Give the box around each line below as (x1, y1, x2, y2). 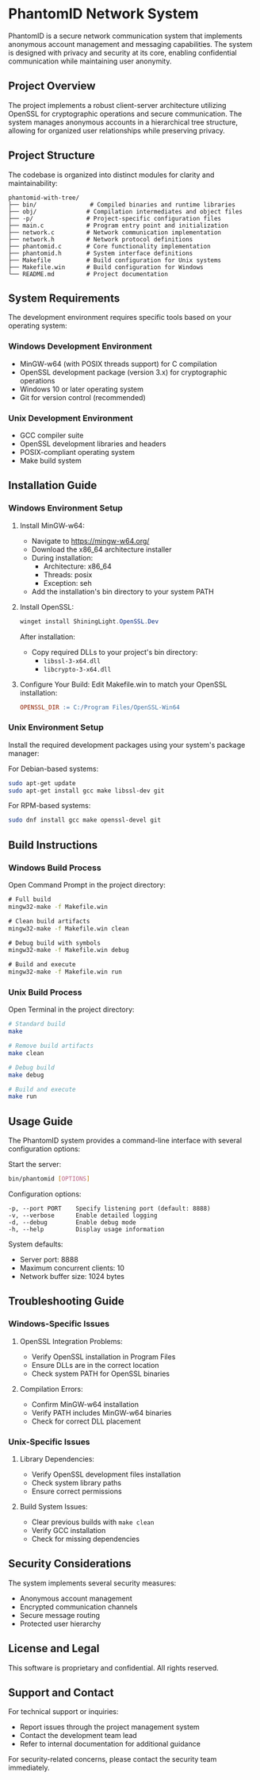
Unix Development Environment (8, 412, 133, 423)
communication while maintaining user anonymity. (8, 56, 172, 66)
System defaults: (8, 1239, 63, 1249)
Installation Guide (8, 479, 97, 492)
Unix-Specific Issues (8, 1436, 90, 1447)
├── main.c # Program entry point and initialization (8, 222, 228, 229)
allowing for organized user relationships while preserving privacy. (8, 125, 226, 135)
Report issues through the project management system (19, 1722, 200, 1732)
